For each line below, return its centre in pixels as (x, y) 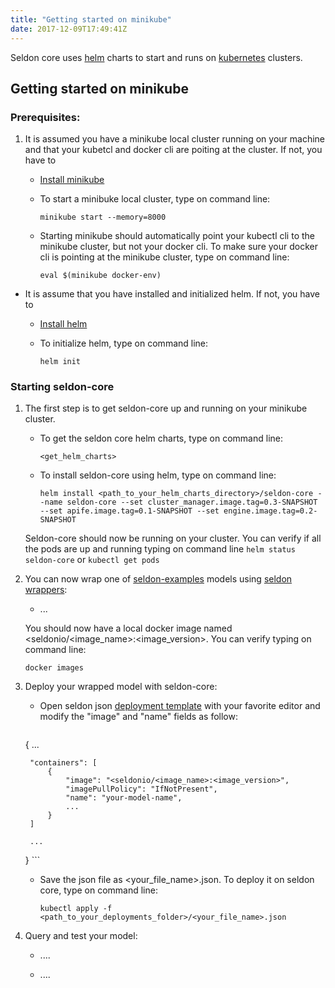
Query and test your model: (81, 936)
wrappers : (46, 590)
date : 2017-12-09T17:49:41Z (69, 29)
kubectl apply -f (76, 909)
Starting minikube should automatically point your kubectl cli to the (177, 236)
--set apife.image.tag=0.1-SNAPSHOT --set (129, 511)
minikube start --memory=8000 (103, 217)
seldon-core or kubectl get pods (92, 560)
